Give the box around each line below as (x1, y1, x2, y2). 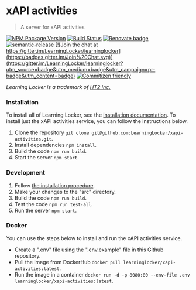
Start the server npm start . (14, 154, 79, 161)
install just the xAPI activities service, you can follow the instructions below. (6, 118, 188, 125)
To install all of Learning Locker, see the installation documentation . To (6, 111, 176, 118)
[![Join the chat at (55, 41, 98, 48)
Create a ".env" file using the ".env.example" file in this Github (14, 246, 164, 253)
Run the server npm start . (14, 207, 77, 214)
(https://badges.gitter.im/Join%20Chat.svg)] (6, 53, 113, 60)
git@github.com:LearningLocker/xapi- (91, 130, 184, 136)
